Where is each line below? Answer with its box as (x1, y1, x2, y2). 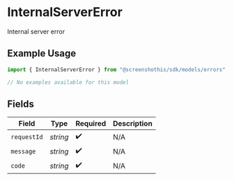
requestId (10, 133, 43, 140)
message (10, 147, 36, 155)
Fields (7, 98, 35, 110)
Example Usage (7, 48, 77, 59)
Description (112, 119, 153, 129)
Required (75, 119, 107, 129)
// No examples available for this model (7, 78, 130, 86)
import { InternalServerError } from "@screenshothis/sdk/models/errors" (7, 66, 226, 73)
